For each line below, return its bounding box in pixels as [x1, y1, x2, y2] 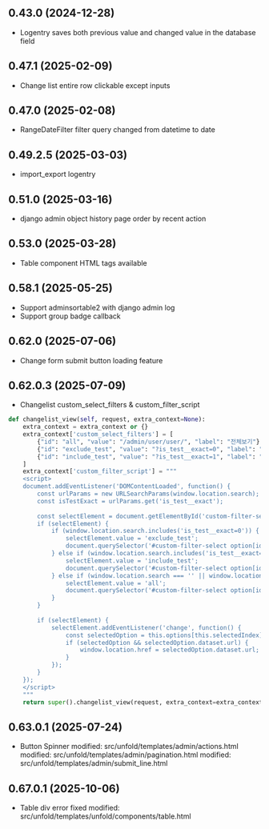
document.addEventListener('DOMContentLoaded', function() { [22, 483, 231, 491]
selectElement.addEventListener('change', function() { [50, 623, 242, 631]
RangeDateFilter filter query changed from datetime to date [19, 125, 216, 134]
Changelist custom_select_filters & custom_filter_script [19, 400, 200, 410]
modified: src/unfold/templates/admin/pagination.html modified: [19, 750, 231, 759]
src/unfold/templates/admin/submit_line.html [19, 759, 168, 768]
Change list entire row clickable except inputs [19, 80, 171, 90]
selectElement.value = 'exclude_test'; [65, 535, 199, 543]
